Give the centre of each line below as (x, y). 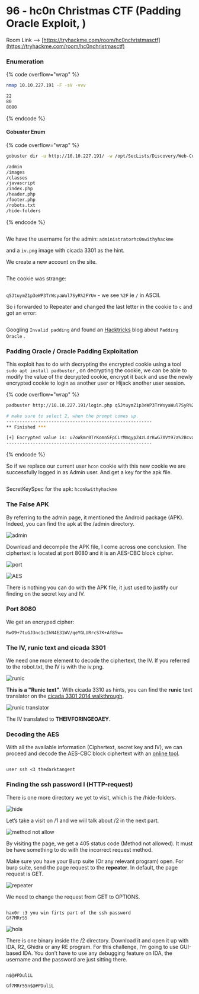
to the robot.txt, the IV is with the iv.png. (55, 667)
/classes (17, 178)
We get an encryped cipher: (40, 622)
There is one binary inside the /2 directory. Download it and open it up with (97, 940)
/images (16, 172)
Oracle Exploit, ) (46, 23)
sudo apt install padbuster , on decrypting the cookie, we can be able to (97, 370)
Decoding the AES (33, 734)
